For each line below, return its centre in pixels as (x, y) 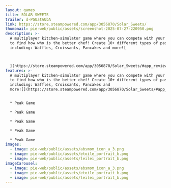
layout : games (20, 10)
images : (13, 145)
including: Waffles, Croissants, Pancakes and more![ (68, 48)
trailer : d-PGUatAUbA (28, 19)
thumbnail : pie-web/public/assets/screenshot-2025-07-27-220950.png (79, 29)
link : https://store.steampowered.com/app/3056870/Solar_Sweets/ (76, 24)
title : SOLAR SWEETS (27, 15)
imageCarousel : (21, 163)
